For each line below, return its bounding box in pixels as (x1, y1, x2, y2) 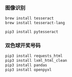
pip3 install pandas (5, 63, 48, 68)
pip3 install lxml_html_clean (5, 58, 68, 63)
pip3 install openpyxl (5, 67, 52, 72)
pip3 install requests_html (5, 53, 63, 59)
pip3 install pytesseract (5, 30, 58, 35)
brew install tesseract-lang (5, 21, 65, 26)
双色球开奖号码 (5, 42, 41, 49)
